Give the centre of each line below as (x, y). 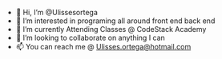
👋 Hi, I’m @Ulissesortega (57, 12)
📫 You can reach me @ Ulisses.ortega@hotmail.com (103, 47)
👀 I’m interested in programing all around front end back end (115, 21)
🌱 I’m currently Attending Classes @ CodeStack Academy (111, 29)
